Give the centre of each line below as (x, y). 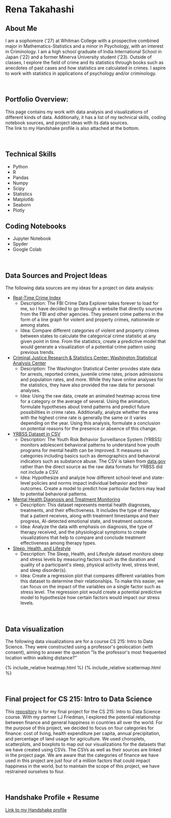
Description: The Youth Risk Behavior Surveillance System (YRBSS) (91, 440)
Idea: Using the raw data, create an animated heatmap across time (90, 396)
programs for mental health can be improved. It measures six (84, 450)
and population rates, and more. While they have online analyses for (92, 380)
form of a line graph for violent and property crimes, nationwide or (90, 320)
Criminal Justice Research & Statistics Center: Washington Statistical (85, 358)
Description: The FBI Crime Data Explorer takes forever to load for (90, 303)
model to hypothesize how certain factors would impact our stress (90, 597)
